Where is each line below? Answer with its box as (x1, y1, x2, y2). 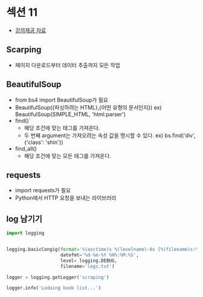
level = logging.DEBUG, (60, 258, 118, 264)
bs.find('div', (164, 131, 196, 139)
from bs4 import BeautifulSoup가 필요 (14, 96, 109, 103)
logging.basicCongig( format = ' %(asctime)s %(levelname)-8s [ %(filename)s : (6, 246, 196, 253)
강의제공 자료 (14, 27, 47, 34)
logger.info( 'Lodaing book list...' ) (6, 285, 101, 291)
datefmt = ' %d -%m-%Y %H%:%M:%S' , (60, 252, 139, 258)
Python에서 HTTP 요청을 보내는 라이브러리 (14, 194, 117, 201)
